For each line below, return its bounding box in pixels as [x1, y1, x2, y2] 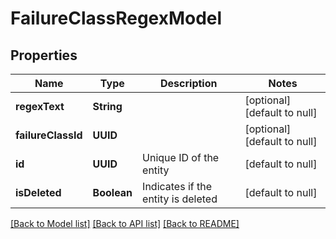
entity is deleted [142, 192, 218, 206]
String [92, 100, 123, 113]
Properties [10, 47, 78, 64]
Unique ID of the [142, 151, 220, 164]
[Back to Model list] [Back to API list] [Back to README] [10, 218, 240, 229]
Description [160, 77, 218, 90]
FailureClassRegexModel [10, 7, 223, 30]
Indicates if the [142, 180, 213, 193]
